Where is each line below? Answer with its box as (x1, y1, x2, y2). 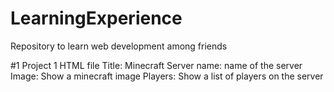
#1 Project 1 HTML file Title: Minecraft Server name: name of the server (10, 59, 303, 71)
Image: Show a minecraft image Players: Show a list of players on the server (10, 70, 324, 82)
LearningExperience (10, 7, 183, 30)
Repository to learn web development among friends (10, 40, 228, 52)
